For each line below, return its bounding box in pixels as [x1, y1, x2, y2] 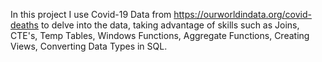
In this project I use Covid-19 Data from [10, 9, 172, 20]
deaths [10, 19, 39, 31]
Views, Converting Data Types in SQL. [10, 40, 168, 52]
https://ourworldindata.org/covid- [173, 9, 312, 20]
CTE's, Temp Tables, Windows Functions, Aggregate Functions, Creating [10, 30, 310, 41]
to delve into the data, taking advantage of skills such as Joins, [40, 19, 300, 31]
